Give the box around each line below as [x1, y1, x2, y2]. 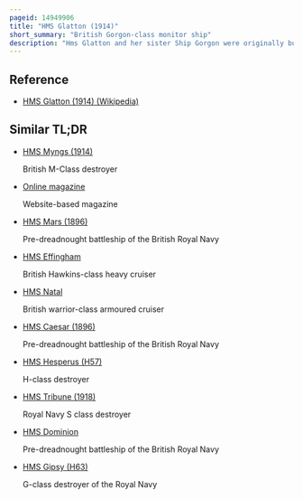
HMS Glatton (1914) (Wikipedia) [22, 96, 140, 107]
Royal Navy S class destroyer [22, 409, 132, 419]
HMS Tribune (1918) [22, 391, 96, 402]
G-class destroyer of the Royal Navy [22, 478, 158, 489]
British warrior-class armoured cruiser [22, 304, 165, 315]
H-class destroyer [22, 373, 90, 384]
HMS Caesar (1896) [22, 321, 96, 332]
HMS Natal [22, 286, 63, 297]
